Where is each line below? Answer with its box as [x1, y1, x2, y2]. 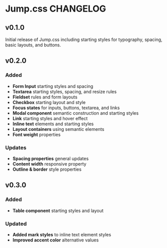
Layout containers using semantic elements [12, 126, 105, 132]
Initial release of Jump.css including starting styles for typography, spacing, [5, 36, 162, 42]
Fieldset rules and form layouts [12, 94, 78, 100]
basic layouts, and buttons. [5, 42, 61, 48]
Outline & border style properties [12, 166, 82, 172]
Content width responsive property [12, 161, 87, 167]
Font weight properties [12, 131, 61, 137]
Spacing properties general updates [12, 155, 89, 162]
